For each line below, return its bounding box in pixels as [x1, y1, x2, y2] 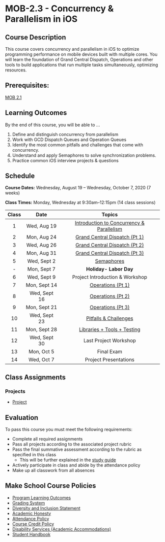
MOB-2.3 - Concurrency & [5, 3, 114, 14]
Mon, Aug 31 [26, 250, 57, 257]
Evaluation [5, 413, 38, 422]
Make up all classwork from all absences [12, 467, 95, 473]
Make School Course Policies [5, 481, 96, 490]
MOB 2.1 [5, 94, 22, 100]
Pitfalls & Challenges [86, 315, 134, 322]
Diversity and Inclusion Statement [12, 505, 81, 511]
